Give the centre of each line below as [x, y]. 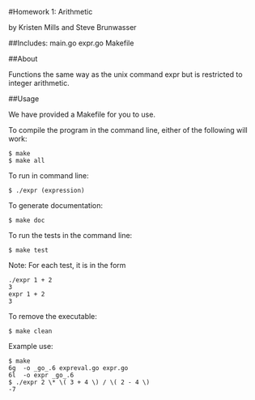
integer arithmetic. [39, 83]
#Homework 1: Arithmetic [51, 12]
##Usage [24, 99]
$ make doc [27, 220]
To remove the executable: [53, 316]
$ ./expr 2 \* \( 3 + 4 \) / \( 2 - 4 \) [79, 382]
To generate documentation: [56, 205]
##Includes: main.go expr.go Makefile [71, 43]
